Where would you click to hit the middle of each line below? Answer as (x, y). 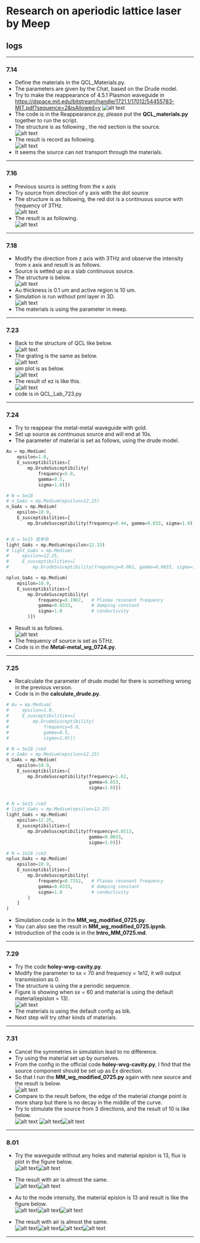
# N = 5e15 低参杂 (28, 539)
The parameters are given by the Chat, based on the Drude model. (96, 89)
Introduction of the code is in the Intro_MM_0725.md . (81, 933)
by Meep (28, 24)
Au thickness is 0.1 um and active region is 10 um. (75, 290)
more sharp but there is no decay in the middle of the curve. (88, 1102)
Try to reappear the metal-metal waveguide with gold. (81, 428)
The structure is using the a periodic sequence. (73, 986)
